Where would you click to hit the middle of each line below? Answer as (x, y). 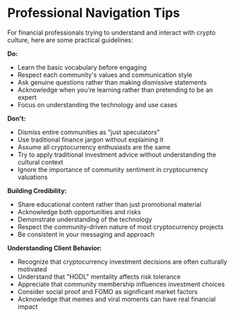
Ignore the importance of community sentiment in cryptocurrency (113, 169)
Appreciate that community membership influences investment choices (121, 284)
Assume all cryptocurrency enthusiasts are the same (94, 147)
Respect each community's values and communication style (105, 75)
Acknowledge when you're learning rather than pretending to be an (115, 90)
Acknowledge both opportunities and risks (79, 212)
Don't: (17, 118)
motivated (32, 269)
